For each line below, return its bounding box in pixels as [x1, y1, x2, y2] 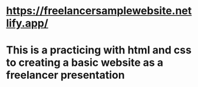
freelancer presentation [6, 69, 125, 82]
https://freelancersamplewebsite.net [6, 4, 192, 18]
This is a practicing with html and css [6, 43, 192, 57]
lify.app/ [6, 16, 48, 30]
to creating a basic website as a [6, 56, 164, 69]
